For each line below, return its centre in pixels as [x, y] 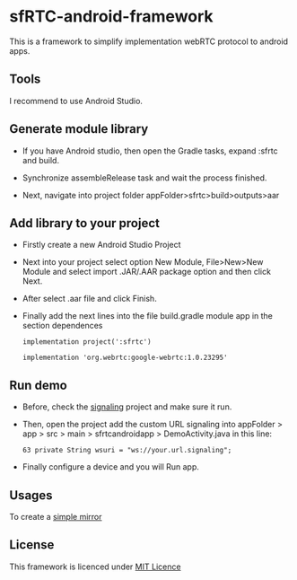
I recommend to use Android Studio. [76, 101]
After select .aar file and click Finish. [89, 299]
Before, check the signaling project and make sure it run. [127, 407]
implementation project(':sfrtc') [87, 342]
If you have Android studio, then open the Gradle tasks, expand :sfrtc [150, 151]
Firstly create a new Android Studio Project [101, 245]
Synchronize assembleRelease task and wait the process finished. [144, 178]
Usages [31, 495]
